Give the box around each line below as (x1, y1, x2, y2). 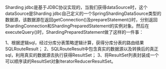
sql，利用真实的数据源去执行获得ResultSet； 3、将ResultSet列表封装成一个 (5, 52, 160, 58)
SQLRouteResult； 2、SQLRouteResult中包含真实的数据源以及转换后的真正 (5, 46, 159, 52)
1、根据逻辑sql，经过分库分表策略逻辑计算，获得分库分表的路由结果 (5, 40, 145, 46)
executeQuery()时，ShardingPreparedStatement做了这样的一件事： (5, 29, 144, 35)
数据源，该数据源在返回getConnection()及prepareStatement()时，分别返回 (5, 17, 158, 22)
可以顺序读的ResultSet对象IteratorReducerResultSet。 (5, 59, 116, 64)
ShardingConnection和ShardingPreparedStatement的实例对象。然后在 (5, 23, 150, 29)
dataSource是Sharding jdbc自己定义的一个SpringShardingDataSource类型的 (5, 10, 162, 16)
